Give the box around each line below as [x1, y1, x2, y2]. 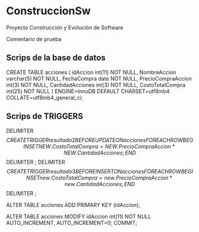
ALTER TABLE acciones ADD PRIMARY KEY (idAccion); [6, 201, 141, 208]
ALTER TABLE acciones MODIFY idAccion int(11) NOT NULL [6, 213, 151, 220]
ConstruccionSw [6, 4, 91, 18]
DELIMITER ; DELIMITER [6, 158, 65, 165]
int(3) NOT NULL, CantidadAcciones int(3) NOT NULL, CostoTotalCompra [6, 81, 186, 88]
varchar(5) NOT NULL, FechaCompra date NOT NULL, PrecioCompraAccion [6, 75, 192, 82]
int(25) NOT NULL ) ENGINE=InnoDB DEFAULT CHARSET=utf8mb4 [6, 88, 170, 95]
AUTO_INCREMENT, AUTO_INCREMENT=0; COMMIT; [6, 219, 138, 226]
